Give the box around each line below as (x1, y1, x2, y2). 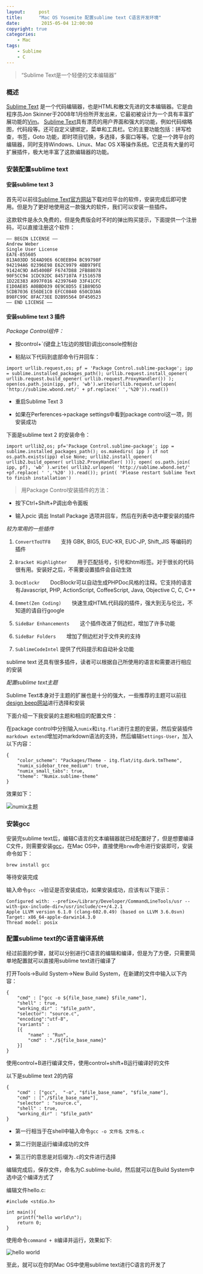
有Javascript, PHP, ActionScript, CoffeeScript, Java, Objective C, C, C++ (14, 586, 196, 594)
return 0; (17, 1219, 42, 1226)
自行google (36, 607, 65, 614)
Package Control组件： (6, 328, 65, 335)
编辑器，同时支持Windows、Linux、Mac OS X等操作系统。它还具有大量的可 (6, 141, 195, 148)
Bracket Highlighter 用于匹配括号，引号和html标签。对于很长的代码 (14, 559, 195, 566)
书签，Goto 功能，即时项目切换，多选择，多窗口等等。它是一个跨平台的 (16, 133, 195, 140)
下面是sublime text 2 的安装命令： (6, 431, 91, 439)
